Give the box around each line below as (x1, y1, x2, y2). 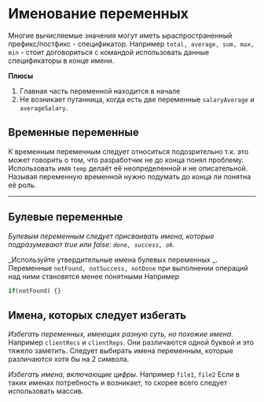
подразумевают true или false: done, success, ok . (8, 239, 175, 249)
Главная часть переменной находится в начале (19, 86, 181, 95)
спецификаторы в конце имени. (8, 56, 115, 65)
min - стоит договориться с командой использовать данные (8, 47, 210, 57)
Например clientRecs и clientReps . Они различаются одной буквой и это (8, 337, 254, 347)
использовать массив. (8, 386, 84, 396)
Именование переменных (8, 5, 189, 23)
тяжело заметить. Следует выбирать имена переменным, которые (8, 346, 234, 356)
